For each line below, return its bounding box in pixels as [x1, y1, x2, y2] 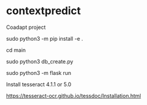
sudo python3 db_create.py [6, 58, 73, 65]
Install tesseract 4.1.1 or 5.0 [6, 81, 72, 88]
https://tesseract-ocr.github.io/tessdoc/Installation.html [6, 92, 141, 99]
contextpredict [6, 4, 81, 18]
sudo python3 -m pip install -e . [6, 35, 84, 42]
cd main [6, 46, 26, 54]
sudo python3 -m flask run [6, 69, 71, 76]
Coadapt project [6, 24, 46, 31]
